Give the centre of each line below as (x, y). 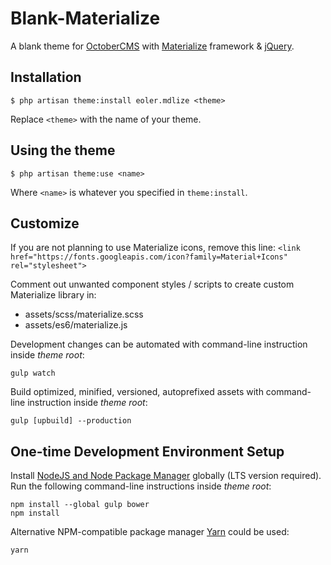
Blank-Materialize (85, 18)
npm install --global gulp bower (80, 505)
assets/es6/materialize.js (76, 325)
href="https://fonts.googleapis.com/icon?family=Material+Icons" (149, 257)
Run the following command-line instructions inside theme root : (141, 486)
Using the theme (63, 150)
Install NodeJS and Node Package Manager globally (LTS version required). (166, 476)
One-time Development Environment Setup (147, 451)
